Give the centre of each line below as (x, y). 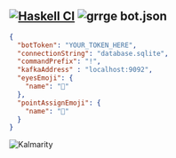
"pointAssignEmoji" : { (59, 103)
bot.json (143, 16)
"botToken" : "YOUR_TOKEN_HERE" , (77, 45)
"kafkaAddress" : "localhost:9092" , (85, 70)
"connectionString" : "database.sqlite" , (93, 53)
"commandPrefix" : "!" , (59, 62)
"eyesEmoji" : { (45, 78)
